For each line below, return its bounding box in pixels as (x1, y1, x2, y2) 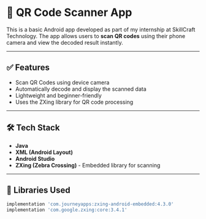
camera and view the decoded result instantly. (6, 39, 124, 46)
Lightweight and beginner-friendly (15, 91, 102, 99)
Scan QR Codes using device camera (15, 79, 110, 86)
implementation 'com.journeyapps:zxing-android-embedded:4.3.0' (6, 201, 174, 207)
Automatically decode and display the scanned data (15, 85, 147, 93)
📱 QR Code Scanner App (6, 6, 132, 20)
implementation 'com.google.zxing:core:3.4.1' (6, 207, 128, 213)
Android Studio (15, 155, 55, 162)
